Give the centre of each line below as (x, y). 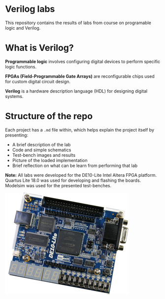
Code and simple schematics (42, 150)
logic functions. (21, 66)
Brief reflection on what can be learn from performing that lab (75, 166)
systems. (14, 96)
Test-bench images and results (44, 155)
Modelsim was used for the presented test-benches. (58, 185)
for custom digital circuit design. (38, 81)
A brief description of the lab (41, 144)
